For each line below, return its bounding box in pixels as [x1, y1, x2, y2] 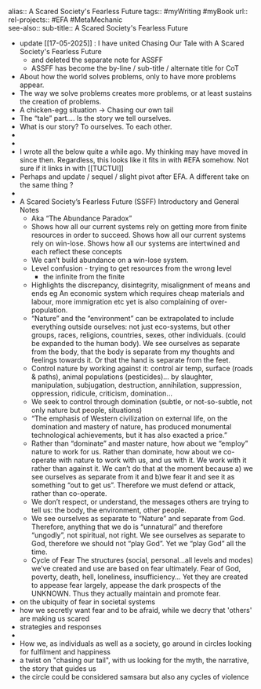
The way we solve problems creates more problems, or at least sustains [19, 89, 252, 97]
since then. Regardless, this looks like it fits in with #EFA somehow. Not [19, 155, 249, 164]
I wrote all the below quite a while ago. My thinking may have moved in [19, 147, 248, 156]
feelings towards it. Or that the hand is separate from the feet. [31, 355, 231, 364]
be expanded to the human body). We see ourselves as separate [31, 339, 241, 348]
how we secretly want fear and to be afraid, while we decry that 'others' [19, 606, 252, 614]
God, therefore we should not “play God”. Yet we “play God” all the [31, 539, 247, 548]
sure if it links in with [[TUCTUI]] [19, 164, 124, 173]
